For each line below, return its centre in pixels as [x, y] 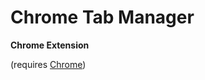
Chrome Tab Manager [102, 17]
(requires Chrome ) [48, 64]
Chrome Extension [50, 45]
